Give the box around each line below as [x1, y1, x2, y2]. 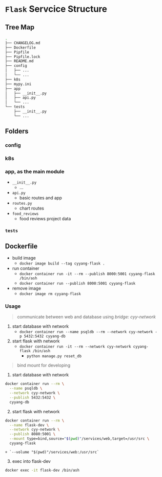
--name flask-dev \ [9, 423, 49, 427]
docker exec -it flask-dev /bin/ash [5, 468, 80, 473]
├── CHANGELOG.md [5, 40, 40, 45]
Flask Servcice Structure [5, 3, 107, 15]
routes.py [12, 201, 33, 206]
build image [12, 255, 36, 261]
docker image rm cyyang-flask [19, 291, 81, 296]
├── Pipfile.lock [5, 54, 40, 59]
